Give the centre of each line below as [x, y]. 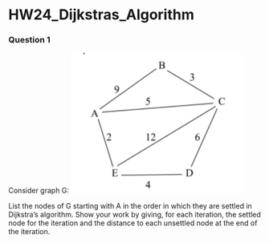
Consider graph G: [39, 191]
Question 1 [29, 40]
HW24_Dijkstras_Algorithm [102, 15]
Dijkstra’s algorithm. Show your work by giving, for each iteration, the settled [134, 215]
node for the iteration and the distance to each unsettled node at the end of [133, 223]
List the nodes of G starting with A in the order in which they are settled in [130, 206]
